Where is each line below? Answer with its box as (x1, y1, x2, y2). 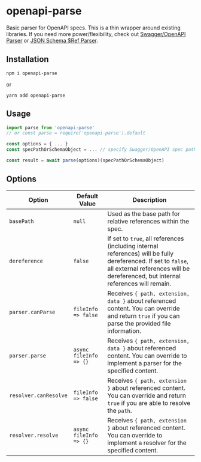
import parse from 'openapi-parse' (6, 124, 95, 130)
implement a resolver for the (107, 439, 187, 447)
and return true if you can (107, 311, 180, 320)
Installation (6, 54, 49, 64)
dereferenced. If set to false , (107, 257, 188, 265)
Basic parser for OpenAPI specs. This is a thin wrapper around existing (6, 24, 181, 31)
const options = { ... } (6, 141, 68, 147)
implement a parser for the (107, 359, 182, 367)
